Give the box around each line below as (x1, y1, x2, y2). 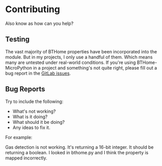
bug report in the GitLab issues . (5, 70, 71, 76)
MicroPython (5, 64, 32, 71)
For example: (5, 134, 33, 140)
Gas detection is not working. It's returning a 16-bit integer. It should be (5, 144, 154, 150)
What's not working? (12, 108, 56, 114)
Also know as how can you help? (5, 20, 74, 26)
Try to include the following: (5, 98, 64, 105)
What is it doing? (12, 113, 48, 120)
